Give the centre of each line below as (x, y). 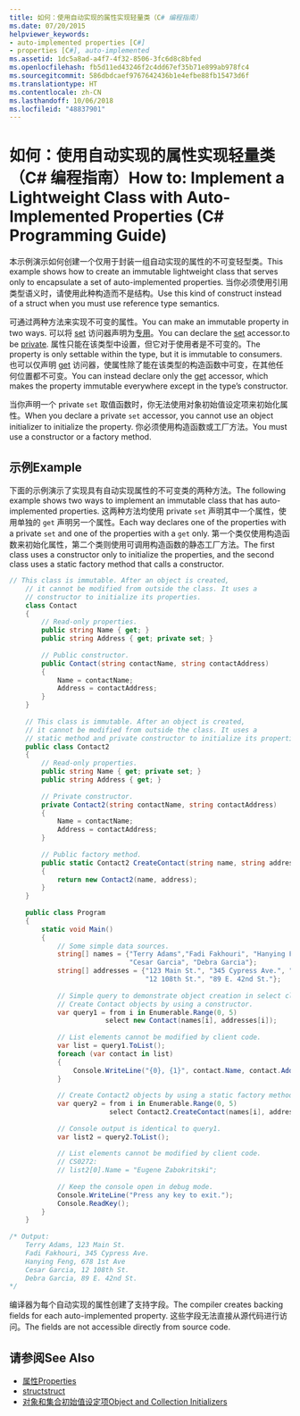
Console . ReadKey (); (93, 1203)
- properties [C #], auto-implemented (79, 51)
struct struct (43, 1391)
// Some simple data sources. (113, 946)
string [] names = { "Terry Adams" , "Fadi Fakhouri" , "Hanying (171, 954)
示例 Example (46, 467)
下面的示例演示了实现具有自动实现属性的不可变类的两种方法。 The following (148, 490)
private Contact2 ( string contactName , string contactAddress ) (159, 805)
